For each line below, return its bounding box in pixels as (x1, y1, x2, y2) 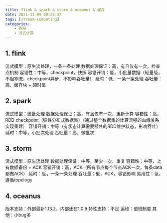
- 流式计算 (14, 31, 34, 36)
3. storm (5, 144, 32, 153)
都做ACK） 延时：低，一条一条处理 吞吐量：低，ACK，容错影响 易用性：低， (5, 171, 163, 177)
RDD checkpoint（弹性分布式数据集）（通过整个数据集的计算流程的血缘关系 (5, 117, 159, 123)
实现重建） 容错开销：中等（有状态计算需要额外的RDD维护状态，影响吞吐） (5, 123, 161, 129)
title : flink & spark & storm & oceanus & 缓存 (5, 7, 105, 13)
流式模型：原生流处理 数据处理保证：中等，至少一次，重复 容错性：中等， (5, 158, 157, 164)
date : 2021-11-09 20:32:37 (5, 12, 62, 17)
